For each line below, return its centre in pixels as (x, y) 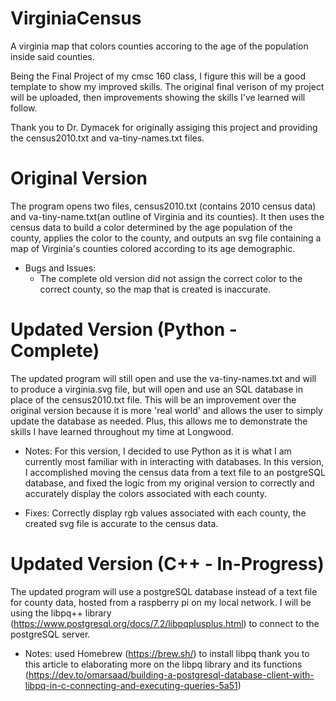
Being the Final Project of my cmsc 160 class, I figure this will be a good (158, 76)
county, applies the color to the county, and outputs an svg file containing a (166, 238)
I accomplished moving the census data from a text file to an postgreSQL (175, 472)
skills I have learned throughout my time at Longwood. (122, 431)
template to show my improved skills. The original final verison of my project (167, 86)
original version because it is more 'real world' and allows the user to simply (166, 410)
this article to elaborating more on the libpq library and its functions (163, 664)
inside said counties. (52, 56)
